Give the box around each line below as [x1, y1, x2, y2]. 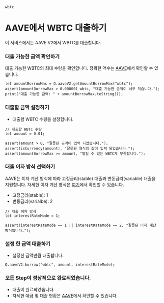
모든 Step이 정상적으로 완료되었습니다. [5, 274, 91, 281]
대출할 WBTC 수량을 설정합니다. [12, 116, 74, 122]
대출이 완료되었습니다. [12, 287, 55, 293]
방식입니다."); [5, 228, 31, 233]
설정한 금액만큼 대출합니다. [12, 252, 64, 258]
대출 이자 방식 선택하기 [5, 163, 55, 170]
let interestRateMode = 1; [5, 213, 60, 218]
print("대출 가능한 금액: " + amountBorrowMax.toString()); [5, 91, 124, 97]
